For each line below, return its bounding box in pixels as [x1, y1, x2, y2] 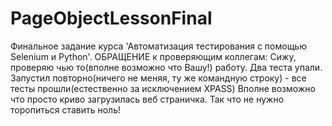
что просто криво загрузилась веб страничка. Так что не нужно [10, 93, 285, 105]
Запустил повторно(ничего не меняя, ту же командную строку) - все [10, 72, 307, 84]
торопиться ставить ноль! [10, 103, 122, 116]
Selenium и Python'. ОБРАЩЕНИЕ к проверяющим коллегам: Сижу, [10, 50, 297, 62]
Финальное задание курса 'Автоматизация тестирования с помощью [10, 40, 307, 52]
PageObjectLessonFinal [10, 7, 213, 30]
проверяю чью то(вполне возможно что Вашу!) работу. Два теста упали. [10, 61, 323, 73]
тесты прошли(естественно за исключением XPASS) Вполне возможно [10, 82, 316, 94]
